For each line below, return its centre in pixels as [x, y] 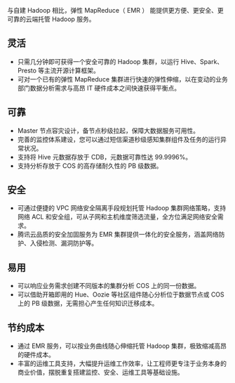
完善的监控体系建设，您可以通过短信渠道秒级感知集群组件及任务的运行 [119, 139]
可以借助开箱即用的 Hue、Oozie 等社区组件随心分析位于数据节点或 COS [121, 294]
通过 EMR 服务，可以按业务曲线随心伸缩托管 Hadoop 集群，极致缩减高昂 [122, 346]
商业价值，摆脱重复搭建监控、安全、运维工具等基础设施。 [100, 372]
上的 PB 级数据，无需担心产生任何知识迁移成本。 [88, 304]
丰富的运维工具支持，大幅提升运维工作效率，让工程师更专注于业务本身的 [122, 363]
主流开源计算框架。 [72, 70]
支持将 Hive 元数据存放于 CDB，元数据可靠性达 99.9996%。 [105, 157]
